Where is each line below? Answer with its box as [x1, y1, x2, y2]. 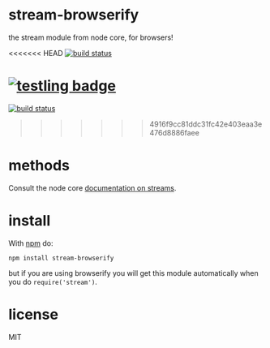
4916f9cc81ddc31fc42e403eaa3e [149, 119, 263, 129]
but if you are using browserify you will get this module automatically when [8, 268, 259, 277]
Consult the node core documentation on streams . [8, 183, 177, 192]
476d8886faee [149, 127, 200, 137]
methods [8, 157, 71, 175]
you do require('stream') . [8, 277, 97, 286]
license [8, 305, 59, 324]
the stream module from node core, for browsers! [8, 32, 174, 42]
